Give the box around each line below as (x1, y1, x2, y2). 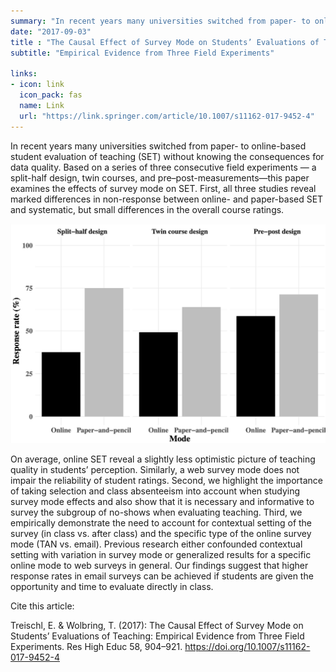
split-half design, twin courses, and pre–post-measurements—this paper (10, 171, 310, 184)
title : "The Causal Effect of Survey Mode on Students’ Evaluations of (10, 37, 320, 47)
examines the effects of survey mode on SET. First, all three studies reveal (10, 182, 317, 194)
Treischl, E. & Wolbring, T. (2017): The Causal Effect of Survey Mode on (10, 620, 304, 632)
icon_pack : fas (19, 90, 83, 100)
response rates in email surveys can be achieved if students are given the (10, 570, 314, 582)
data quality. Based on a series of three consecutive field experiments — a (10, 161, 317, 173)
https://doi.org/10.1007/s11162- (184, 641, 311, 653)
